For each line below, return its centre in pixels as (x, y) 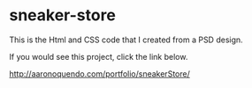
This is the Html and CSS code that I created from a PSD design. (126, 40)
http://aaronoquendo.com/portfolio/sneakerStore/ (99, 73)
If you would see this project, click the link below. (99, 56)
